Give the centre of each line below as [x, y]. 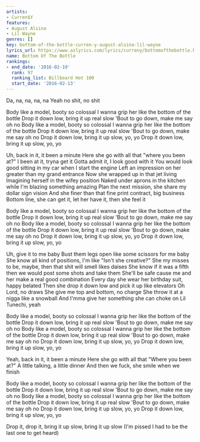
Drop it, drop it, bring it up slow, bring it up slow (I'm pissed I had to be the [97, 427]
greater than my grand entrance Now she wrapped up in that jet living [92, 174]
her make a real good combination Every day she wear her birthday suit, [95, 279]
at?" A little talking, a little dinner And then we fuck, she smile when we [93, 366]
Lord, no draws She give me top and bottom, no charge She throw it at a [95, 292]
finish [13, 372]
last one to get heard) [33, 433]
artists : [17, 12]
